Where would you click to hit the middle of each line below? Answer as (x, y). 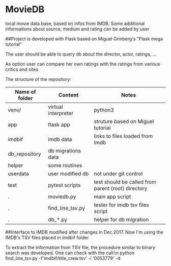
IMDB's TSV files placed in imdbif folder (47, 237)
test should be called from (125, 182)
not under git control (118, 173)
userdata (19, 173)
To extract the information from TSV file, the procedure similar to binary (80, 247)
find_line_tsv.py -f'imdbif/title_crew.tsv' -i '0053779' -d (63, 258)
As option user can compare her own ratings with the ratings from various (83, 64)
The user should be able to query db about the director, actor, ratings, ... (81, 54)
